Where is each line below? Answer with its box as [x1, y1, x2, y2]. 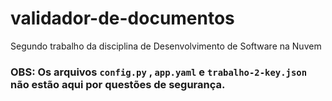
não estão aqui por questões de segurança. [10, 77, 226, 91]
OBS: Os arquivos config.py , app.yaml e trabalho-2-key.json [10, 65, 308, 79]
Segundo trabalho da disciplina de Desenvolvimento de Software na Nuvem [10, 40, 322, 52]
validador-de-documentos [10, 7, 235, 30]
